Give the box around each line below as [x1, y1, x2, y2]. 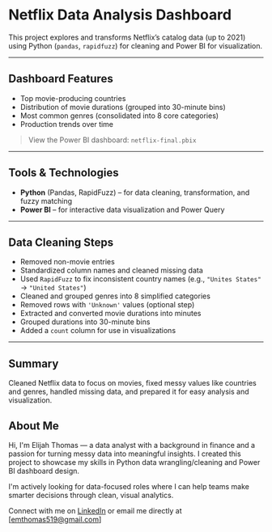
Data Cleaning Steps [8, 235, 114, 249]
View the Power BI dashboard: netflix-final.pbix [28, 135, 197, 145]
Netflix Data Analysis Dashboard [8, 6, 232, 24]
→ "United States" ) [19, 283, 87, 293]
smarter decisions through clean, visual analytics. [8, 491, 174, 500]
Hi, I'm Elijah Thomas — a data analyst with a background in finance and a [8, 441, 256, 450]
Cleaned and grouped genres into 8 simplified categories [19, 291, 210, 301]
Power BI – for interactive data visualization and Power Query [19, 205, 225, 214]
